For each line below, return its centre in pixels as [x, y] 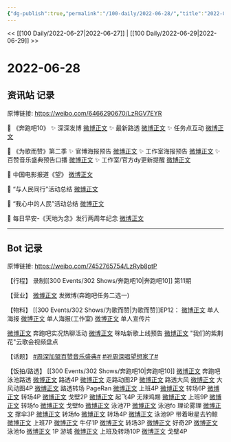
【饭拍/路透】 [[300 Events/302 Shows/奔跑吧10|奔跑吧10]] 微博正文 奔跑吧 [114, 371]
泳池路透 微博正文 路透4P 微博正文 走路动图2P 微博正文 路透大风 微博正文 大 [115, 380]
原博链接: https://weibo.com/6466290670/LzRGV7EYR [85, 113]
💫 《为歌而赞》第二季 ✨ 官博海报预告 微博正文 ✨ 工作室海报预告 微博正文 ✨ [114, 151]
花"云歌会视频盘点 [33, 342]
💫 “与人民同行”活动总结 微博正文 [53, 189]
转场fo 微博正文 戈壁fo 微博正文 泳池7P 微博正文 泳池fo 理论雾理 [111, 406]
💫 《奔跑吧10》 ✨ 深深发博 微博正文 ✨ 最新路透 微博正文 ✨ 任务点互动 [106, 127]
